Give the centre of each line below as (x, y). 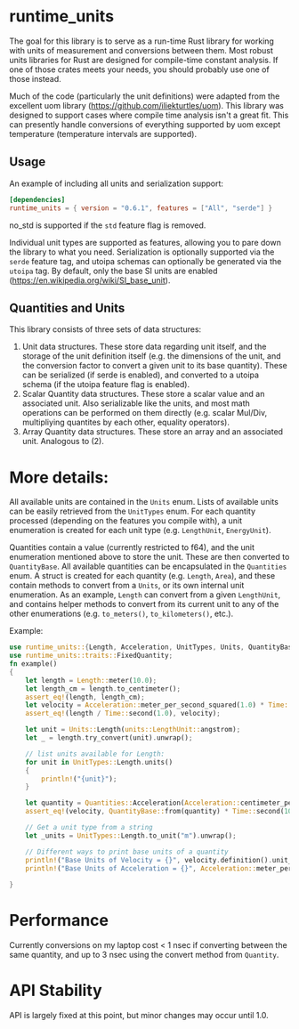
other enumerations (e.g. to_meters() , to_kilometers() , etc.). (121, 614)
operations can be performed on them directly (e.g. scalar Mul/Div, (145, 413)
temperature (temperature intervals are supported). (103, 134)
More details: (59, 477)
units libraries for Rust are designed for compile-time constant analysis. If (144, 60)
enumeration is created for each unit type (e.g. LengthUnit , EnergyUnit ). (140, 531)
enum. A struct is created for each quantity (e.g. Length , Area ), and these (142, 576)
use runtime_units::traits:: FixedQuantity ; (91, 656)
